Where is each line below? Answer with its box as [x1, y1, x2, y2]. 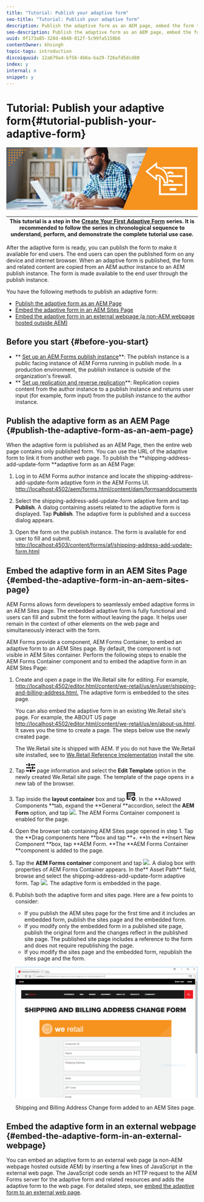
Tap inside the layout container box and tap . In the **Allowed [15, 795, 182, 803]
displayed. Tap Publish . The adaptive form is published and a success [15, 510, 191, 517]
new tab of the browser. [15, 780, 75, 788]
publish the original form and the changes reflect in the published [24, 929, 188, 937]
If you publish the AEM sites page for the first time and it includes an [24, 910, 195, 917]
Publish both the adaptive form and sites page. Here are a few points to [15, 892, 194, 899]
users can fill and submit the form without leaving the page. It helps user [6, 613, 188, 621]
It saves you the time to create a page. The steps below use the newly [15, 727, 191, 734]
